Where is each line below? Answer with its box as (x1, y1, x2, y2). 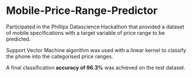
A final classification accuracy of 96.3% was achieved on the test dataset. (6, 64, 186, 71)
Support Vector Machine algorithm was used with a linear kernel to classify (6, 46, 187, 53)
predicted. (6, 35, 31, 42)
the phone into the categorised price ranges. (6, 53, 114, 60)
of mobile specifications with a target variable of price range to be (6, 29, 165, 36)
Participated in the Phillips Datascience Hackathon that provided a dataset (6, 23, 184, 30)
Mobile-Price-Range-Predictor (6, 4, 158, 17)
